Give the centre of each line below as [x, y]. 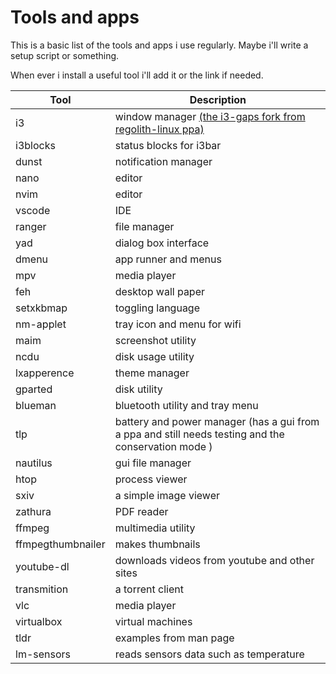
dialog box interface [162, 243]
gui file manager [153, 463]
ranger [31, 226]
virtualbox [39, 621]
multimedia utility [155, 528]
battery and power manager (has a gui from [217, 421]
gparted [34, 389]
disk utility [138, 389]
